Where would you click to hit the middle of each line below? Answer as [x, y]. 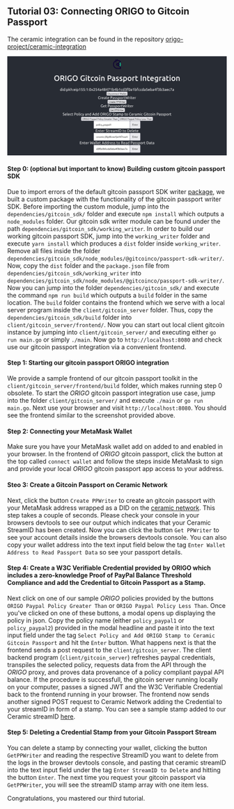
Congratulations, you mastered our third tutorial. [76, 798]
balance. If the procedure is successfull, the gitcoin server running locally [112, 679]
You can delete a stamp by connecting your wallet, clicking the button [107, 748]
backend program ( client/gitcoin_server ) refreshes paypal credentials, [111, 657]
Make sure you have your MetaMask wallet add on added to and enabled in [115, 447]
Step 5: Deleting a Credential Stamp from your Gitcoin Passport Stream [112, 732]
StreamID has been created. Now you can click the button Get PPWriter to [113, 530]
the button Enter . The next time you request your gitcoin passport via [107, 777]
